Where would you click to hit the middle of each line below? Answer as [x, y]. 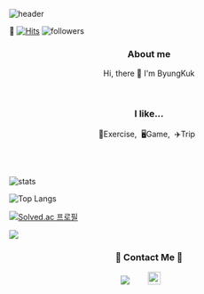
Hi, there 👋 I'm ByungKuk [149, 73]
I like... [149, 114]
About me [149, 53]
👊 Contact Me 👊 [149, 257]
